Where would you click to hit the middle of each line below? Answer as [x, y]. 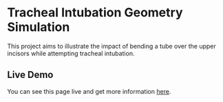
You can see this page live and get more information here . [89, 91]
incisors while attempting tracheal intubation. [71, 53]
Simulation [39, 27]
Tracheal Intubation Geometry [95, 13]
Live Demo [30, 75]
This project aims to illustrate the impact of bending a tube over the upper [112, 46]
